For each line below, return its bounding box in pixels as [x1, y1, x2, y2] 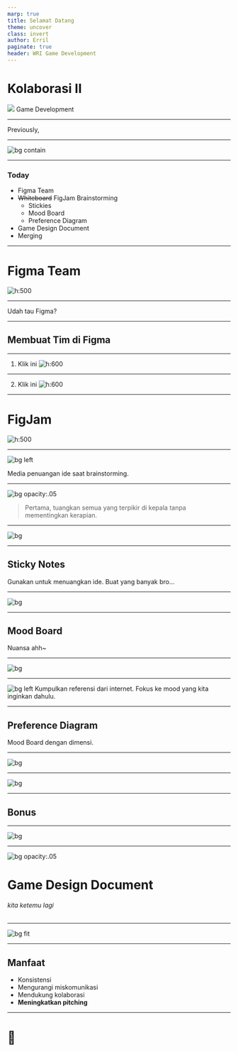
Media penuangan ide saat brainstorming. [7, 469, 129, 478]
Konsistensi [17, 975, 52, 984]
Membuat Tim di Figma [7, 334, 111, 346]
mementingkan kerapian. [24, 510, 98, 519]
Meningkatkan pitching [17, 998, 88, 1007]
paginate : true [7, 43, 52, 50]
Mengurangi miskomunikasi [17, 983, 98, 992]
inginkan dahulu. [7, 692, 56, 701]
